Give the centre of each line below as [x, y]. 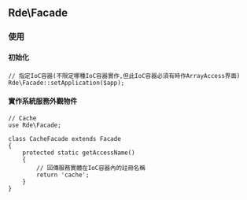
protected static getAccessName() [79, 153]
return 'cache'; [63, 175]
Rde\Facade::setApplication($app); [66, 83]
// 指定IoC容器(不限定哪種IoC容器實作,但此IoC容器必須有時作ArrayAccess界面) [124, 76]
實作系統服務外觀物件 [42, 101]
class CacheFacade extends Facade [65, 139]
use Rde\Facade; [35, 125]
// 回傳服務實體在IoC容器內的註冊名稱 [91, 168]
